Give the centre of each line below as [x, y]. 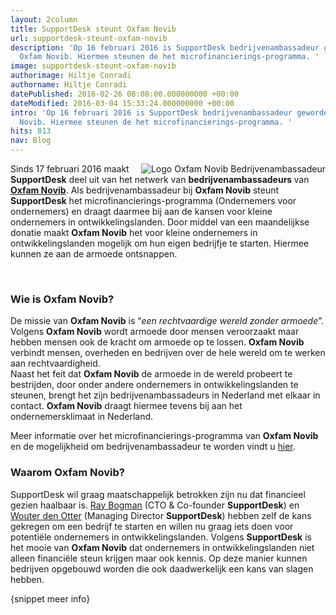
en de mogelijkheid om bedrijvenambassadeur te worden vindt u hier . [153, 447]
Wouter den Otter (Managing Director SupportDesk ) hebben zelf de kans [161, 515]
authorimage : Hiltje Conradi [71, 76]
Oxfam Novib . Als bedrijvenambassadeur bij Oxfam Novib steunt [145, 190]
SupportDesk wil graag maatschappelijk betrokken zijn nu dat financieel [158, 494]
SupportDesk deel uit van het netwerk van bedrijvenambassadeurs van [160, 179]
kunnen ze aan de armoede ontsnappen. [94, 254]
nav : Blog [31, 141]
